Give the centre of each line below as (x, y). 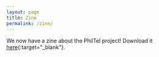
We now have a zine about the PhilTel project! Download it (79, 41)
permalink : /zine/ (30, 23)
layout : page (23, 12)
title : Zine (21, 18)
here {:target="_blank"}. (36, 47)
